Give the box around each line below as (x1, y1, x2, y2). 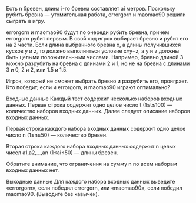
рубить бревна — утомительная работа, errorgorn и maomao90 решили (6, 11, 187, 18)
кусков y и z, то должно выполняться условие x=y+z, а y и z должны (6, 48, 180, 55)
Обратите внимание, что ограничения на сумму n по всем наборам (6, 161, 178, 167)
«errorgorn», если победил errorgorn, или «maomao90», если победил (6, 184, 182, 191)
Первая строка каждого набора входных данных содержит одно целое (6, 126, 186, 132)
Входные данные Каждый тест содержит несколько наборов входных (6, 95, 182, 102)
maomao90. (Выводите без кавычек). (6, 191, 99, 197)
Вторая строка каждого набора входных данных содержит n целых (6, 143, 177, 150)
